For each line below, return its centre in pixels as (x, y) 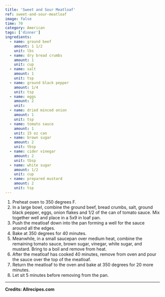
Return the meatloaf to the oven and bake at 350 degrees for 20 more (83, 265)
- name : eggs (23, 96)
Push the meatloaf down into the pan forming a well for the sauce (78, 223)
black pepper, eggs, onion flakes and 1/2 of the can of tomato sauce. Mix (86, 212)
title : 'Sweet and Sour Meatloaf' (41, 10)
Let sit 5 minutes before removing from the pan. (60, 275)
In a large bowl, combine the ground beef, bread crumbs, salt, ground (82, 207)
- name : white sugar (30, 165)
